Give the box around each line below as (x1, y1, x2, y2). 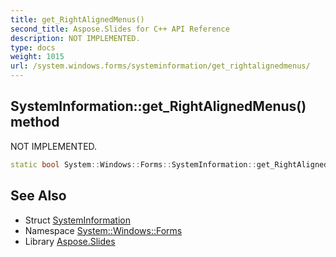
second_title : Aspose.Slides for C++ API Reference (10, 24, 230, 34)
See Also (10, 187, 67, 205)
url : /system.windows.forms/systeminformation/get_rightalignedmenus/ (10, 61, 311, 71)
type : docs (10, 42, 56, 53)
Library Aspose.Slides (24, 235, 116, 247)
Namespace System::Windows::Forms (24, 224, 183, 236)
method (10, 114, 60, 131)
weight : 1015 (10, 52, 65, 62)
